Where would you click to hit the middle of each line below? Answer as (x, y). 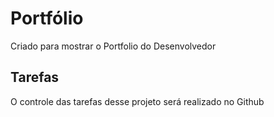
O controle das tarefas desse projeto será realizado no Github (137, 101)
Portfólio (47, 18)
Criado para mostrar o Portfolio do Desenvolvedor (113, 46)
